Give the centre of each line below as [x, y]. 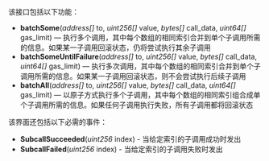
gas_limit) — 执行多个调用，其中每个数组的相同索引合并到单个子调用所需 [140, 37]
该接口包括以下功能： [43, 12]
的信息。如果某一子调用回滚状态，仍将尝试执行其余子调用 [115, 47]
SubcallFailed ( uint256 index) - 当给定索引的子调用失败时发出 [121, 149]
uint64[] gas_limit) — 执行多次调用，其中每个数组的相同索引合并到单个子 [140, 66]
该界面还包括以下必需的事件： [58, 122]
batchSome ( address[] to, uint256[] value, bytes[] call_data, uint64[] [133, 28]
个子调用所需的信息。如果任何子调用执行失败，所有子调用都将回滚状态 [137, 105]
